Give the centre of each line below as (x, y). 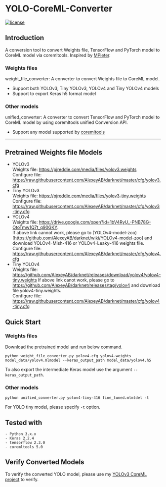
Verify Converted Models (45, 462)
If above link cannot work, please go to (52, 233)
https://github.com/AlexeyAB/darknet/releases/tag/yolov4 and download (86, 285)
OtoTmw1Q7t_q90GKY (35, 227)
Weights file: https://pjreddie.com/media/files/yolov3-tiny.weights (79, 196)
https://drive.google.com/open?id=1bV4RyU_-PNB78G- (95, 222)
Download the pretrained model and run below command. (64, 347)
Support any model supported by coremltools (59, 132)
